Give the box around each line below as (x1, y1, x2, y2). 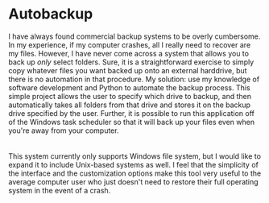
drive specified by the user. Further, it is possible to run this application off (8, 108, 255, 118)
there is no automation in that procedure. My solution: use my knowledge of (8, 74, 260, 84)
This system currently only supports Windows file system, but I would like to (8, 151, 262, 161)
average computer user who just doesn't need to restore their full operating (8, 176, 259, 186)
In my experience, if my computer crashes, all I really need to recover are (8, 39, 251, 49)
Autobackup (8, 5, 93, 23)
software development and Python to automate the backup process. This (8, 82, 251, 93)
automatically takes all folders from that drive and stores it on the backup (8, 100, 251, 110)
